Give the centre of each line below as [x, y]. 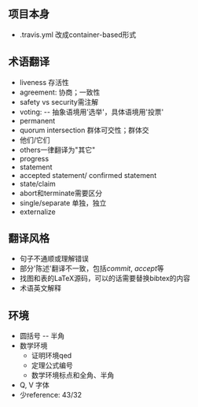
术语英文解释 [40, 288]
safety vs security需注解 [59, 102]
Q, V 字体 [34, 385]
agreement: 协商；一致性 [60, 92]
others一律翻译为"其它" [57, 150]
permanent [37, 120]
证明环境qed [51, 356]
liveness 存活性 [44, 82]
